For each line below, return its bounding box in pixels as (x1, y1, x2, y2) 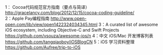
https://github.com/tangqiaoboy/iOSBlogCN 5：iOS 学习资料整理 (5, 39, 135, 45)
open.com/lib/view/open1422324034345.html (5, 21, 98, 27)
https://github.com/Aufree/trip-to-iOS (5, 44, 81, 50)
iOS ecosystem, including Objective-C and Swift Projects (5, 27, 120, 33)
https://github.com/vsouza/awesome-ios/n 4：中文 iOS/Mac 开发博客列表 (5, 33, 154, 38)
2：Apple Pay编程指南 (5, 16, 50, 21)
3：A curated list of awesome (98, 21, 158, 27)
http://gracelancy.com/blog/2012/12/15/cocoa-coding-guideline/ (5, 10, 135, 16)
